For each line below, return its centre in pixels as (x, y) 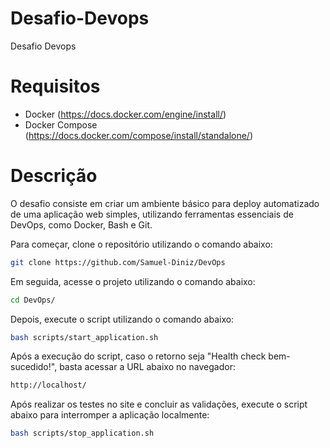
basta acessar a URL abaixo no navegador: (147, 367)
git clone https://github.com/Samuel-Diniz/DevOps (118, 262)
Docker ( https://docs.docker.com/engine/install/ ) (125, 114)
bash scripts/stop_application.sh (82, 433)
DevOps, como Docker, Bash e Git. (81, 224)
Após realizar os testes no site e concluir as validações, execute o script (159, 404)
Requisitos (55, 86)
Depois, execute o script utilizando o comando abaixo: (122, 319)
